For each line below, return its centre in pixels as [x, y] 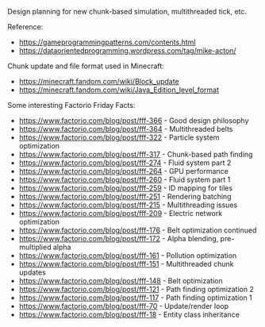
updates [33, 272]
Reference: [25, 27]
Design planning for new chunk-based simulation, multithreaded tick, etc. [127, 12]
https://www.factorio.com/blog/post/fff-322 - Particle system [119, 137]
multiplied [35, 247]
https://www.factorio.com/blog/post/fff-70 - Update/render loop [124, 306]
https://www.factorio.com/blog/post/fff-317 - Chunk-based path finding [136, 154]
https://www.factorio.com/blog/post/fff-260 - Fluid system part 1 [125, 179]
